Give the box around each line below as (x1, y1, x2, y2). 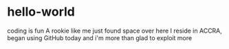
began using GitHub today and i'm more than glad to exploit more (7, 33, 193, 42)
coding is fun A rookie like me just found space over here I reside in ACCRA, (7, 27, 222, 35)
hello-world (7, 4, 76, 20)
